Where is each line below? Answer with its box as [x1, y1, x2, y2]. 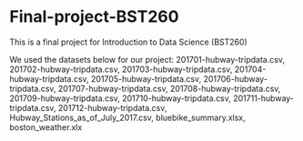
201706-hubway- [203, 73, 268, 84]
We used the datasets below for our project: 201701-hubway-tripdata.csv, [9, 54, 285, 65]
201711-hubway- [233, 93, 294, 104]
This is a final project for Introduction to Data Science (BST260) [9, 36, 247, 47]
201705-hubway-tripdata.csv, [90, 73, 202, 84]
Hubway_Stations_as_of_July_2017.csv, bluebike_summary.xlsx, [9, 112, 246, 123]
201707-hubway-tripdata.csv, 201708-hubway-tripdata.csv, [57, 83, 281, 94]
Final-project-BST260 [9, 6, 179, 27]
